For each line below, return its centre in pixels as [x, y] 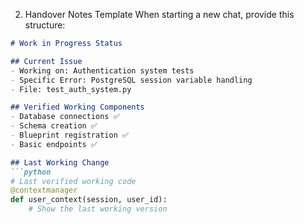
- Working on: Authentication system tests [102, 70]
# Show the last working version [98, 209]
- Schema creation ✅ [54, 126]
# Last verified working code [73, 181]
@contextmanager [44, 190]
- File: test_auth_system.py [71, 89]
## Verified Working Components [77, 107]
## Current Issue [46, 61]
